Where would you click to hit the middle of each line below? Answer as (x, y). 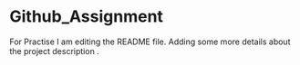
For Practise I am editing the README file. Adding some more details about (150, 42)
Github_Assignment (87, 17)
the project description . (55, 51)
